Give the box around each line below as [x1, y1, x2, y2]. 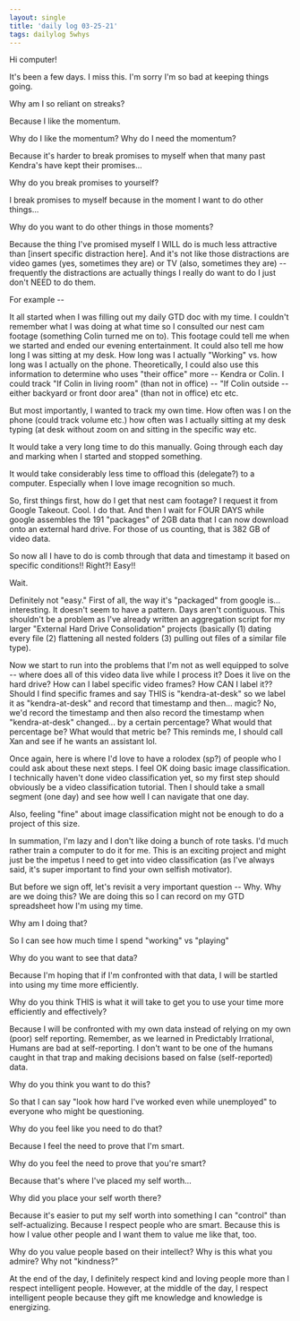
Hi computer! [9, 55, 58, 65]
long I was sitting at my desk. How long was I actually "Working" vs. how [9, 350, 278, 361]
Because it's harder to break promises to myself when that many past [9, 150, 266, 161]
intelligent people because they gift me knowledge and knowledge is [9, 1292, 262, 1303]
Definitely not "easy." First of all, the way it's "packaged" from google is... [9, 595, 280, 605]
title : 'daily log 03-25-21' [9, 21, 118, 30]
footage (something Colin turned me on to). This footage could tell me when [9, 330, 289, 341]
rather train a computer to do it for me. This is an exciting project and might [9, 845, 287, 856]
